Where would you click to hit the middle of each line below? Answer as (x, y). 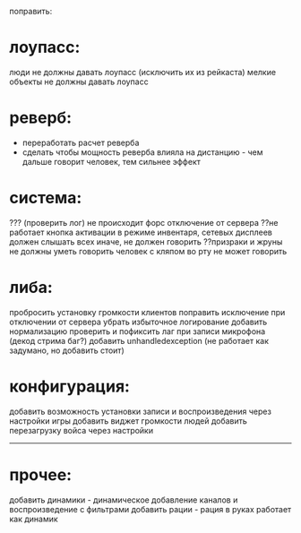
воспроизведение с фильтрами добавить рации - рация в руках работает (150, 509)
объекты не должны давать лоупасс (79, 82)
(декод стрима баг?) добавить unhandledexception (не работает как (139, 340)
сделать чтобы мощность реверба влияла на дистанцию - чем (142, 152)
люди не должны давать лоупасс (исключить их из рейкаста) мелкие (142, 72)
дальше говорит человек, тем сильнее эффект (112, 161)
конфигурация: (69, 386)
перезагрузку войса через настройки (82, 430)
